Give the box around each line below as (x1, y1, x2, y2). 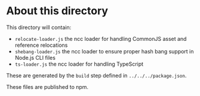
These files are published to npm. (6, 83, 88, 90)
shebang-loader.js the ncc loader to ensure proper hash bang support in (14, 47, 194, 55)
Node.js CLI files (14, 54, 56, 61)
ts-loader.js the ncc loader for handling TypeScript (14, 60, 144, 68)
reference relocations (14, 41, 68, 49)
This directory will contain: (6, 24, 72, 31)
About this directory (6, 4, 109, 18)
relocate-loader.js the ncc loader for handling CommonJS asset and (14, 35, 187, 42)
